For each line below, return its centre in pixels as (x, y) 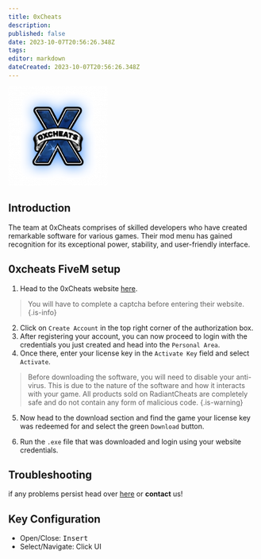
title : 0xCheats (35, 17)
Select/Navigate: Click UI (60, 547)
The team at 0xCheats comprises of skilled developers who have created (128, 227)
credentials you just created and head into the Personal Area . (120, 344)
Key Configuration (54, 519)
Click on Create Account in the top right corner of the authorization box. (136, 328)
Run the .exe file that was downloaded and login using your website (130, 441)
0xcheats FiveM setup (65, 269)
